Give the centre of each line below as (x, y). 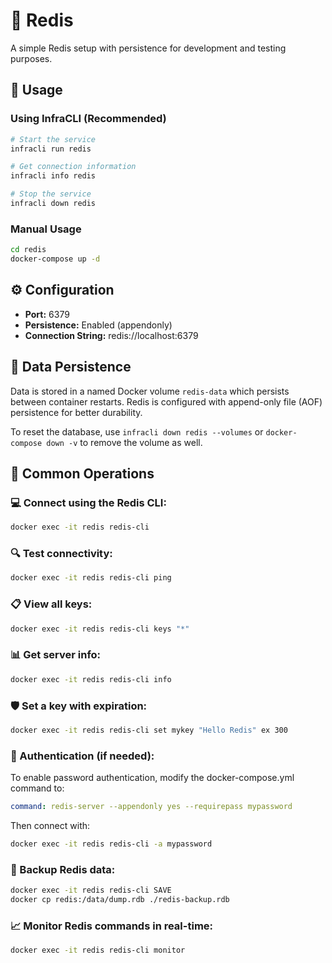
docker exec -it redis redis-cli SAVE (91, 890)
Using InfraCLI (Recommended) (88, 119)
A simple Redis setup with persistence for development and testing (148, 48)
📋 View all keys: (51, 604)
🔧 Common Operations (82, 473)
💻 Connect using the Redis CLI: (88, 502)
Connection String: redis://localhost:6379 (111, 335)
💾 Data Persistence (71, 367)
